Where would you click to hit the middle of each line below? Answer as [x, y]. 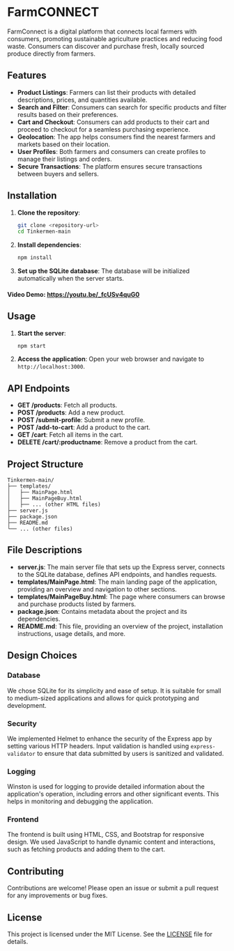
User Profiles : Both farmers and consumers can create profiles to [111, 151]
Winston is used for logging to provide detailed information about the [106, 787]
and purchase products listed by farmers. [77, 604]
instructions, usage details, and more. [71, 633]
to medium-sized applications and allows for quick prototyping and [103, 698]
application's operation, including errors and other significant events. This [113, 794]
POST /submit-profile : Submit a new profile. [81, 420]
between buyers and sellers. [58, 173]
